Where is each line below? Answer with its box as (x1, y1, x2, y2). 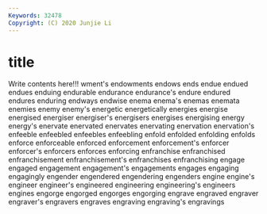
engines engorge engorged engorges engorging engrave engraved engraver (8, 189, 259, 198)
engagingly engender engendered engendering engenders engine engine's (8, 172, 255, 182)
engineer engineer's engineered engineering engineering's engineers (8, 180, 236, 190)
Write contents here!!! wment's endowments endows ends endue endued (8, 79, 249, 89)
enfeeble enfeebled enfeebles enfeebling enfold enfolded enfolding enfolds (8, 130, 256, 139)
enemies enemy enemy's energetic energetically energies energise (8, 105, 228, 114)
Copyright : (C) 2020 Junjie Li (8, 19, 112, 27)
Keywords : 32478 (8, 11, 62, 20)
